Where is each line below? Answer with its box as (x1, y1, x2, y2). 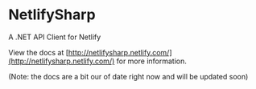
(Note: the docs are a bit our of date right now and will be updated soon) (8, 71, 249, 81)
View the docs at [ (8, 47, 69, 57)
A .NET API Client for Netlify (8, 32, 101, 42)
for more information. (116, 56, 188, 66)
